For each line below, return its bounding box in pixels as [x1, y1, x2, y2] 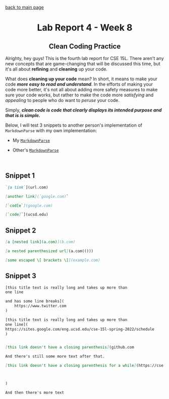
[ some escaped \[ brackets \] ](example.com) [5, 257, 100, 263]
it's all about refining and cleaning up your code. [5, 66, 107, 72]
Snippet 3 [5, 272, 36, 280]
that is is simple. [5, 112, 41, 118]
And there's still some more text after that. [5, 354, 105, 359]
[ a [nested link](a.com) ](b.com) [5, 240, 76, 245]
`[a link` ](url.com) [5, 185, 49, 190]
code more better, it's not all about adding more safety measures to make [5, 87, 158, 92]
